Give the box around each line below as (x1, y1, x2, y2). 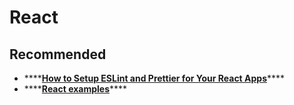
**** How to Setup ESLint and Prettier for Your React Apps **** (23, 72, 286, 84)
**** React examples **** (23, 83, 128, 95)
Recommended (9, 46, 107, 63)
